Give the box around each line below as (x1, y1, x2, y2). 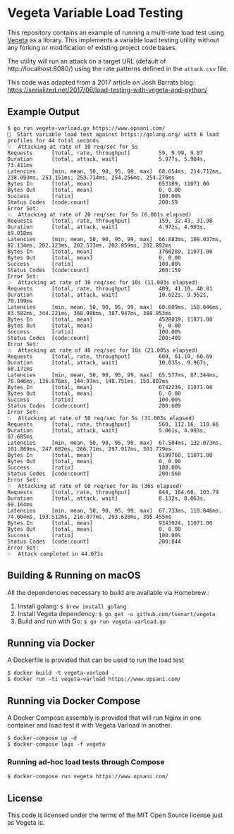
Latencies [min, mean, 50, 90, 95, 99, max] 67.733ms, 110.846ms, (7, 507, 222, 514)
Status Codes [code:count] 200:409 (7, 334, 181, 341)
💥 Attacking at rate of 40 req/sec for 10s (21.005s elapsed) (7, 347, 199, 354)
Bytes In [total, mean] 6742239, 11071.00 (7, 384, 213, 391)
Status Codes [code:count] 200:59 (7, 199, 178, 206)
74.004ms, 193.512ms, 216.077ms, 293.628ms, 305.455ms (7, 513, 172, 520)
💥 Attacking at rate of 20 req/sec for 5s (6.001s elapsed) (7, 211, 192, 218)
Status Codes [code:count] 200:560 (7, 470, 181, 477)
